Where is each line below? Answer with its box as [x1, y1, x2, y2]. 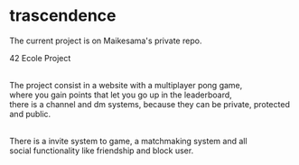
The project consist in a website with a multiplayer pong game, [9, 79, 243, 90]
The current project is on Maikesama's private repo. [9, 35, 202, 46]
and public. [9, 108, 51, 119]
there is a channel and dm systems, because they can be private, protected [9, 98, 291, 109]
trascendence [9, 5, 117, 26]
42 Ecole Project [9, 52, 71, 63]
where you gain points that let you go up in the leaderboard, [9, 89, 232, 100]
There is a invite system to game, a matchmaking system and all [9, 135, 248, 146]
